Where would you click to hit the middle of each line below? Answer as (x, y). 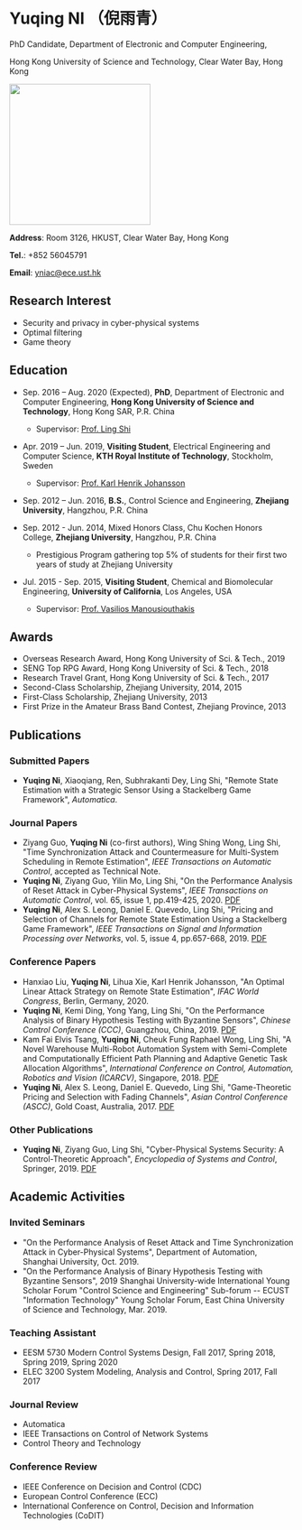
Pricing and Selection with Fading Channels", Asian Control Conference (155, 1097)
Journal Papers (44, 822)
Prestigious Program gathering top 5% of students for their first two (161, 554)
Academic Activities (67, 1197)
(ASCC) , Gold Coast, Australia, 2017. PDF (98, 1106)
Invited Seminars (47, 1222)
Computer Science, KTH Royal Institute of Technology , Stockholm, (148, 456)
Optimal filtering (52, 332)
